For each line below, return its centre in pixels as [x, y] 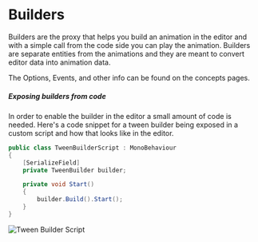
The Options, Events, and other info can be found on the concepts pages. [129, 77]
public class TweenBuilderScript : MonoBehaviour [93, 148]
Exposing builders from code [57, 96]
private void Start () [58, 184]
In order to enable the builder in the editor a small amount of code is [120, 116]
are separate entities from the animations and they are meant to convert [127, 54]
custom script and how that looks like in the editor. [91, 133]
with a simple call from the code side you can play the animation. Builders [129, 45]
